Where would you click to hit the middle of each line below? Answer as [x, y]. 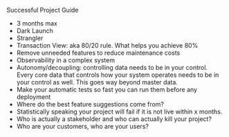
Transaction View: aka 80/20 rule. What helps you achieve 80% [107, 45]
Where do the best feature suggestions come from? [90, 104]
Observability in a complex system [66, 60]
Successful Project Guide [43, 10]
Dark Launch [35, 31]
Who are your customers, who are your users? [83, 126]
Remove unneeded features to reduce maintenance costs [98, 53]
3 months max [37, 23]
